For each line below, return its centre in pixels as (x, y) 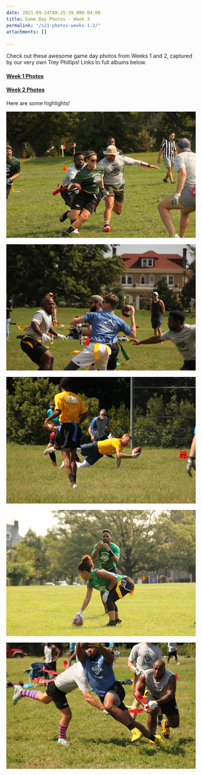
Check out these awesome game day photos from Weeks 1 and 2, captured (99, 56)
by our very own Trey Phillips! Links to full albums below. (76, 63)
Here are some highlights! (38, 103)
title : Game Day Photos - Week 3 (48, 19)
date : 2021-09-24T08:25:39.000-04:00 (54, 13)
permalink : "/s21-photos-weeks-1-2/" (54, 25)
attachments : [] (26, 32)
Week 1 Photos (25, 76)
